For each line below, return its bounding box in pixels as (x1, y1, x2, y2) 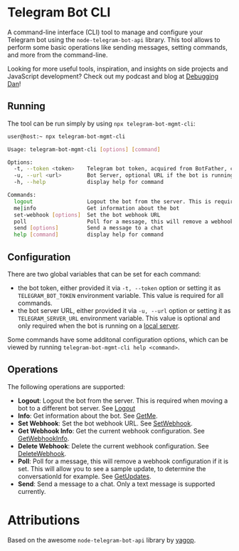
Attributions (7, 512, 80, 528)
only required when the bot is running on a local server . (17, 321, 180, 330)
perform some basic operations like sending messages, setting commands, (7, 43, 228, 51)
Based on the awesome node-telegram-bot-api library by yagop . (7, 535, 196, 544)
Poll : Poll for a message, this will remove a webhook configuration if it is (17, 457, 229, 465)
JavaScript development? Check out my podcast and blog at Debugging (7, 72, 219, 81)
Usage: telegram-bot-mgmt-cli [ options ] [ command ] (7, 145, 161, 153)
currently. (17, 487, 46, 495)
